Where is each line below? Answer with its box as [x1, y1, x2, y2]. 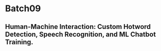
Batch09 [5, 3, 41, 14]
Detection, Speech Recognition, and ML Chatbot [5, 30, 156, 38]
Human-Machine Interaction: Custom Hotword [5, 23, 151, 31]
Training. [5, 38, 33, 46]
